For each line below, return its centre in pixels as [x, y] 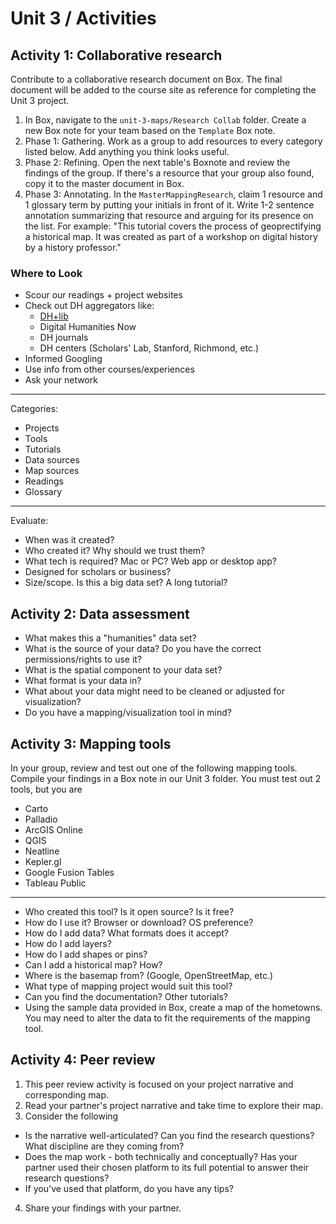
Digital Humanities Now [88, 327]
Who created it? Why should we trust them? [115, 551]
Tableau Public [55, 883]
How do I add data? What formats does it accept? [127, 933]
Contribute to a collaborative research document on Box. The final [146, 79]
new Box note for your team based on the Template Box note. [150, 130]
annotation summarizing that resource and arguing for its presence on [169, 215]
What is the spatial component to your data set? [123, 670]
